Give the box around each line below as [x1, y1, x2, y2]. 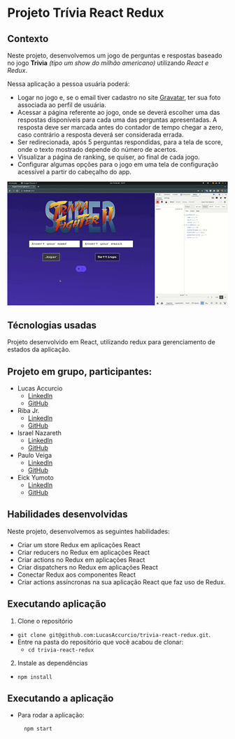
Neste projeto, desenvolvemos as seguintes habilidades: [7, 527, 170, 535]
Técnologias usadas [7, 319, 97, 331]
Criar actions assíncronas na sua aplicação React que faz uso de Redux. [17, 577, 226, 586]
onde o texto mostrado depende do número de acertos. [17, 146, 178, 153]
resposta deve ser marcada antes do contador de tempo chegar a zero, [17, 123, 224, 131]
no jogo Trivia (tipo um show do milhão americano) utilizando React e [7, 59, 209, 67]
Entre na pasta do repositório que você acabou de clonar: [17, 638, 184, 646]
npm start [24, 726, 52, 733]
